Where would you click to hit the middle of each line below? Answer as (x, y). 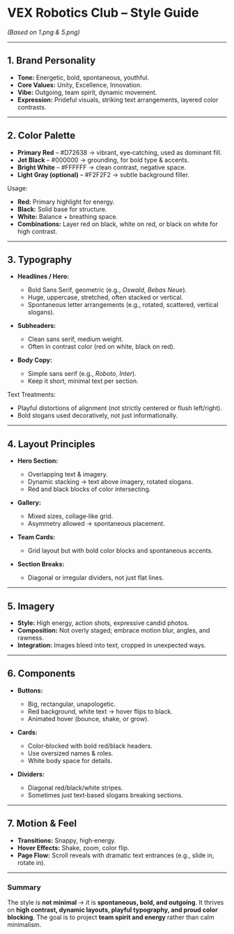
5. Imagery (31, 606)
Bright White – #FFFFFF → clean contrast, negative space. (102, 167)
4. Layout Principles (51, 444)
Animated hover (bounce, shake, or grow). (88, 718)
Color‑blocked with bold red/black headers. (90, 746)
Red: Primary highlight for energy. (66, 202)
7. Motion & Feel (42, 823)
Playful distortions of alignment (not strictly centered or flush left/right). (120, 408)
